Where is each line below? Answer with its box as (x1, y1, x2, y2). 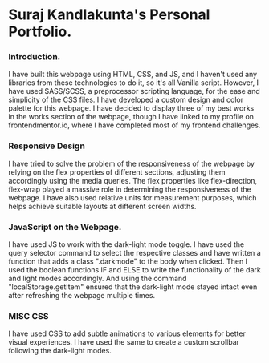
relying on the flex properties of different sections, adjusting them (8, 167, 226, 177)
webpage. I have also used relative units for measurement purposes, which (8, 192, 257, 202)
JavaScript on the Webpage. (8, 221, 122, 232)
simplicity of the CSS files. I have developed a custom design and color (8, 95, 244, 105)
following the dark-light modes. (8, 346, 112, 356)
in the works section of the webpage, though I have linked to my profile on (8, 112, 255, 122)
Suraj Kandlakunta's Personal (8, 6, 210, 24)
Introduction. (8, 51, 61, 63)
